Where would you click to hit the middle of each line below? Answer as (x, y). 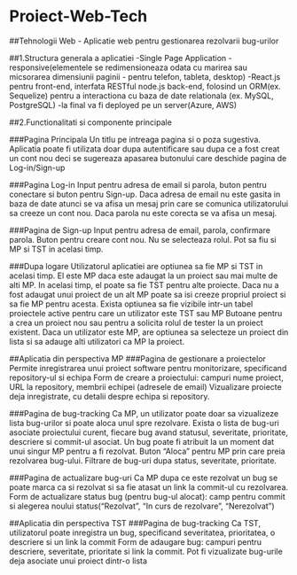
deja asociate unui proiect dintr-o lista (78, 561)
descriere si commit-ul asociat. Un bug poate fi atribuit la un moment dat (142, 441)
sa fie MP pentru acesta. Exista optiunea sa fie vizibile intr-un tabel (131, 304)
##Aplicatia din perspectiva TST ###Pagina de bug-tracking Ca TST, (135, 523)
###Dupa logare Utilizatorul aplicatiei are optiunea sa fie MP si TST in (136, 266)
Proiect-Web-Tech (78, 16)
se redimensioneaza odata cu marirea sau (171, 67)
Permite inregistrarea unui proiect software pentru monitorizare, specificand (148, 368)
